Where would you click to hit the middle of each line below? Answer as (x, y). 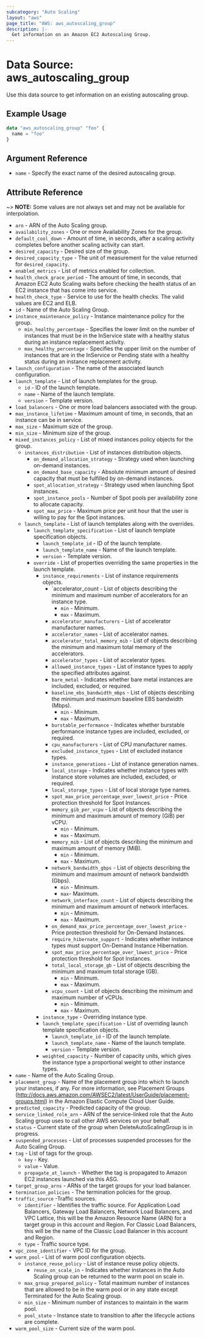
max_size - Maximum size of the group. (64, 427)
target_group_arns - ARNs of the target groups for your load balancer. (103, 1186)
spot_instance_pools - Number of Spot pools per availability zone (115, 498)
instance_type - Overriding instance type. (95, 1017)
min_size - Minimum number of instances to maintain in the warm (106, 1303)
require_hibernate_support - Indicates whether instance (122, 939)
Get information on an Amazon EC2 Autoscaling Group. (81, 35)
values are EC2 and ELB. (46, 304)
